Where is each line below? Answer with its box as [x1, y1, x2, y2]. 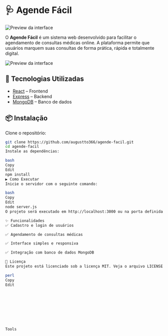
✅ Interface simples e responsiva [5, 241, 78, 246]
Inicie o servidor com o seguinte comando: [5, 181, 98, 187]
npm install [5, 172, 30, 177]
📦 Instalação [5, 114, 48, 123]
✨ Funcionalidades [5, 218, 45, 223]
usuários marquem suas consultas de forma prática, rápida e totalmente [5, 45, 154, 51]
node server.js [5, 205, 37, 210]
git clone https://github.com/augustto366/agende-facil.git [5, 139, 134, 144]
